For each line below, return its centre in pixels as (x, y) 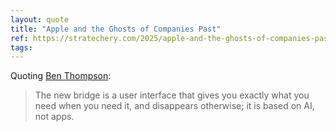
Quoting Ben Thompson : (61, 76)
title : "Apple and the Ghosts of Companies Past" (116, 29)
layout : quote (40, 19)
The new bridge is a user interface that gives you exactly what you (172, 95)
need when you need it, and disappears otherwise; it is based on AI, (174, 106)
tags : (21, 47)
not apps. (54, 117)
